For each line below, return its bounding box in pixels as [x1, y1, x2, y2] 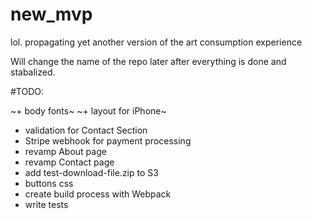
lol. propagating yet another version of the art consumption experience [10, 36, 303, 48]
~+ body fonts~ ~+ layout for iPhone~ [10, 104, 167, 117]
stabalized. [10, 66, 56, 78]
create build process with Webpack [24, 188, 172, 200]
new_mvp [10, 3, 93, 26]
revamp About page [24, 145, 107, 157]
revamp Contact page [24, 156, 115, 168]
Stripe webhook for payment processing [24, 134, 192, 147]
